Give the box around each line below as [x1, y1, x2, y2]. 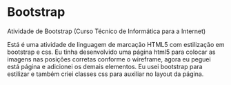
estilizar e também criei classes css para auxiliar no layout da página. [7, 70, 204, 78]
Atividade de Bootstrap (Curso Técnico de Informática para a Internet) [7, 27, 206, 35]
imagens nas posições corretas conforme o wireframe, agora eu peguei [7, 55, 212, 63]
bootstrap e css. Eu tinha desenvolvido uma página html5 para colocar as [7, 48, 216, 56]
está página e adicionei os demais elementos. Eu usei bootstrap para [7, 62, 203, 70]
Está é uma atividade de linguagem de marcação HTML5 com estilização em [7, 40, 225, 48]
